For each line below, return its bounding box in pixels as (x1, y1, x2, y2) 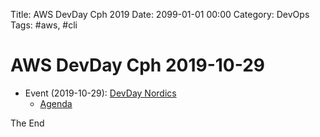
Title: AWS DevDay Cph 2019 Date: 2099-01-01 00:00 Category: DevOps (10, 9, 310, 20)
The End (10, 117, 45, 129)
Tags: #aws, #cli (10, 19, 78, 31)
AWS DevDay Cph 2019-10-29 (10, 54, 266, 77)
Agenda (39, 97, 73, 109)
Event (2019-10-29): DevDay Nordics (24, 87, 177, 99)
